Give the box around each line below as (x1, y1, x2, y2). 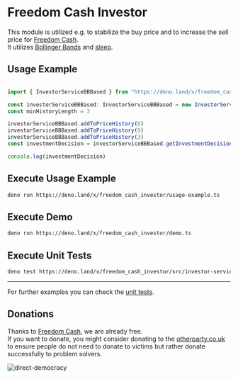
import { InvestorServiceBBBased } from (7, 88, 129, 96)
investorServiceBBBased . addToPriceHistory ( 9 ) (7, 127, 144, 135)
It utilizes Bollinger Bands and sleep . (7, 43, 113, 51)
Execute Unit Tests (7, 249, 92, 261)
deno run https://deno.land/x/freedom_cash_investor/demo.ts (7, 230, 192, 237)
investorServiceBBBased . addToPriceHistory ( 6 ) (7, 120, 144, 128)
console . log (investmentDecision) (7, 153, 106, 160)
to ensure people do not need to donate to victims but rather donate (7, 341, 205, 351)
